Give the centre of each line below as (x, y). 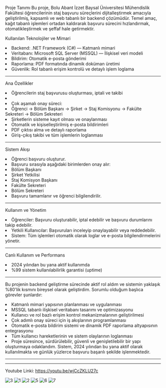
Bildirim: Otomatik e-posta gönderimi (49, 59)
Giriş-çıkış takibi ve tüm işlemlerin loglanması (57, 135)
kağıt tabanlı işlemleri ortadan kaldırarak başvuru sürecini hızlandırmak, (78, 23)
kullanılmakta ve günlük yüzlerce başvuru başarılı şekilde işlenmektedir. (78, 352)
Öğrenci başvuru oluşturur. (39, 159)
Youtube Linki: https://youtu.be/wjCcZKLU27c (52, 371)
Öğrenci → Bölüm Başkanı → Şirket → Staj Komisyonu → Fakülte (77, 109)
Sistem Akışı (18, 149)
